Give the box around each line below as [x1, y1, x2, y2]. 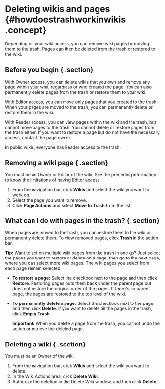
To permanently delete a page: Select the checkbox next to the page [12, 301, 154, 306]
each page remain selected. [5, 265, 62, 271]
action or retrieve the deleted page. [12, 326, 84, 332]
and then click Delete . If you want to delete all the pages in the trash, [12, 305, 152, 312]
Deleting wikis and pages [5, 3, 110, 15]
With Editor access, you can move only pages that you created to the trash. [5, 99, 158, 105]
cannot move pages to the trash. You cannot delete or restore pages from [5, 124, 155, 130]
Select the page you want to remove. [12, 197, 87, 203]
